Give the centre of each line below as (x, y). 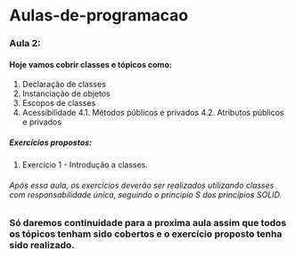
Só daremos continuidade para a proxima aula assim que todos (148, 223)
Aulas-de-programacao (99, 16)
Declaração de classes (64, 85)
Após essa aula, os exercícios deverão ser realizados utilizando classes (142, 185)
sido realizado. (42, 246)
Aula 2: (25, 44)
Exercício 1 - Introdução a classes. (85, 165)
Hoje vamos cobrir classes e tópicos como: (90, 64)
